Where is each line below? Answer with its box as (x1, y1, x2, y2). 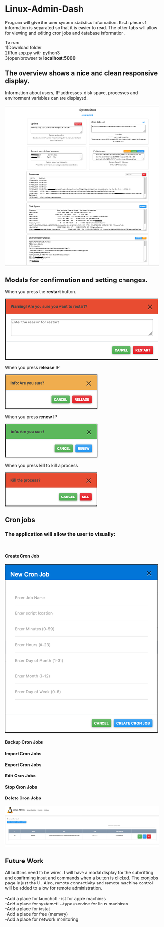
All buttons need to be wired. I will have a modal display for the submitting (5, 870, 154, 876)
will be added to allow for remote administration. (5, 885, 102, 891)
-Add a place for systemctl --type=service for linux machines (5, 901, 128, 907)
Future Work (5, 857, 44, 865)
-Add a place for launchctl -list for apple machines (5, 896, 106, 902)
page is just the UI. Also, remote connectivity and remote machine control (5, 880, 153, 886)
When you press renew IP (5, 414, 58, 420)
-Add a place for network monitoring (5, 916, 79, 922)
